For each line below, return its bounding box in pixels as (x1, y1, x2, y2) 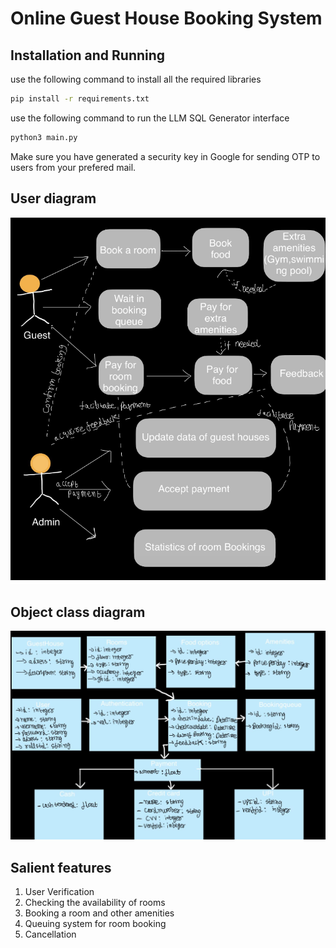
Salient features (10, 859, 112, 876)
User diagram (10, 190, 97, 207)
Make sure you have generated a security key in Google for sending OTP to (10, 150, 321, 162)
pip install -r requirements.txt (10, 94, 150, 104)
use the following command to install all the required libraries (10, 73, 262, 85)
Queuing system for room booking (24, 918, 167, 930)
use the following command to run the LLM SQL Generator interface (10, 112, 290, 124)
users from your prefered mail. (10, 161, 137, 173)
